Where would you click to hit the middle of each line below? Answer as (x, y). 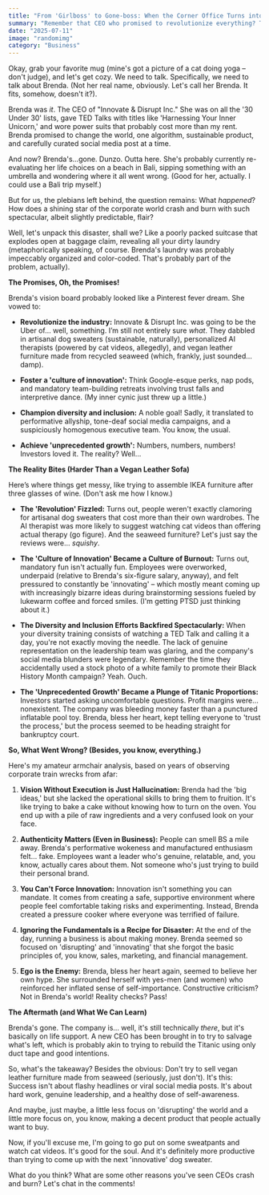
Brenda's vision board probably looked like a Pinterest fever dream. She (126, 298)
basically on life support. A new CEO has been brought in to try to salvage (130, 1036)
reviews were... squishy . (60, 543)
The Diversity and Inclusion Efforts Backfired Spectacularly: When (132, 626)
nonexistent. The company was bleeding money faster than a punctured (139, 709)
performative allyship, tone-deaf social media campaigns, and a (125, 421)
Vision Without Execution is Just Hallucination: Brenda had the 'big (133, 790)
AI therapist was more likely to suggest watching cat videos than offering (140, 526)
